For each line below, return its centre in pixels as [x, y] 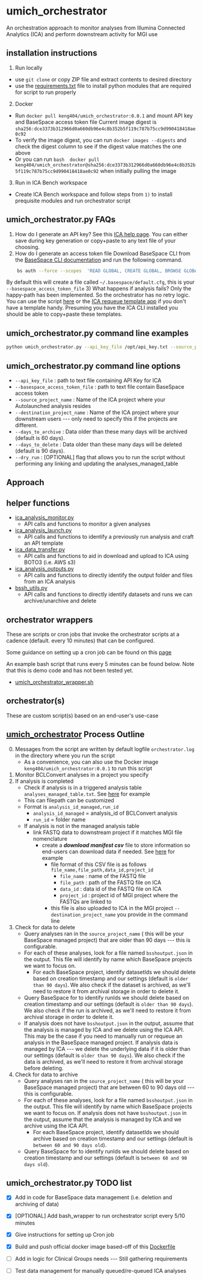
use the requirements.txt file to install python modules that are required [103, 86]
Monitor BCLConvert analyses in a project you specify [82, 774]
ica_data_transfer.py [40, 550]
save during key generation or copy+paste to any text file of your [95, 240]
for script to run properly [45, 92]
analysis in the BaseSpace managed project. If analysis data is [101, 1042]
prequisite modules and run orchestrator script [73, 201]
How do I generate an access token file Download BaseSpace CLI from [103, 253]
